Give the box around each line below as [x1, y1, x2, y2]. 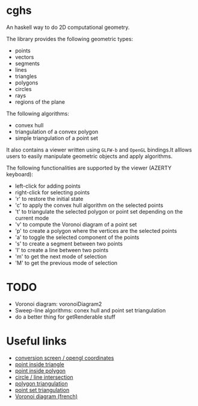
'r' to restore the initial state [14, 195, 84, 202]
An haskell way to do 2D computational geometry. [6, 24, 130, 31]
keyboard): [6, 170, 33, 178]
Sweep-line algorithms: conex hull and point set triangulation [14, 306, 166, 314]
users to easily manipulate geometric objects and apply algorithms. [6, 152, 173, 160]
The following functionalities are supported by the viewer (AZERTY [6, 164, 172, 171]
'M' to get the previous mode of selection [14, 259, 118, 266]
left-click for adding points [14, 182, 81, 189]
